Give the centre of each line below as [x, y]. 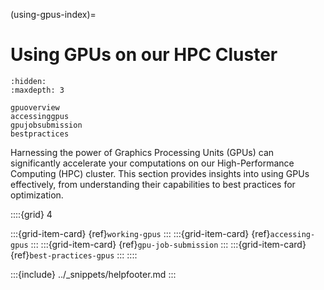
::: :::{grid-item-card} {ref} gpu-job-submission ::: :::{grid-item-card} [168, 244]
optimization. [37, 195]
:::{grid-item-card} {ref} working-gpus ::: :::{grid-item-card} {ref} [140, 233]
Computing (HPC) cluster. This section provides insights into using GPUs [160, 173]
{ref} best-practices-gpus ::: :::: [74, 255]
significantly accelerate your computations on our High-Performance [152, 163]
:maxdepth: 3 [37, 90]
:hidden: [28, 81]
